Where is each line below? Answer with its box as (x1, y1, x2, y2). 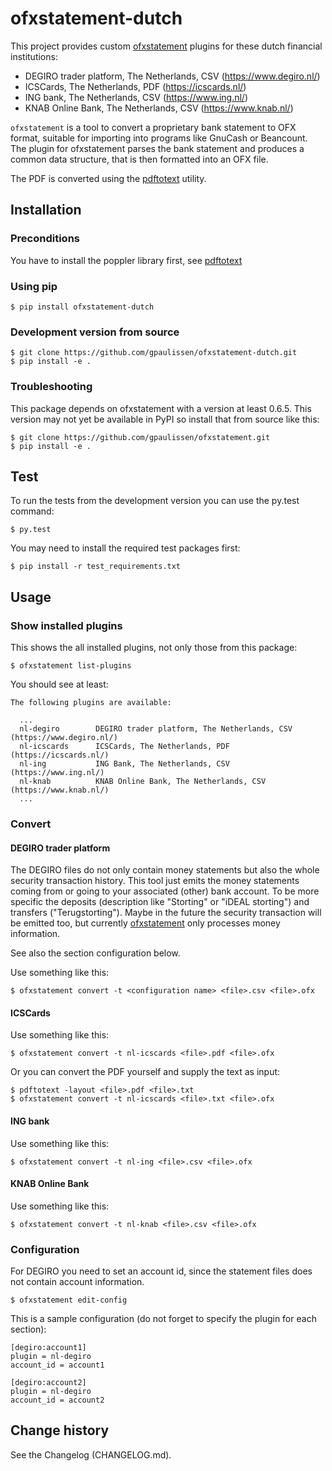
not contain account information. (10, 1276, 145, 1288)
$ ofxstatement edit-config (10, 1295, 128, 1306)
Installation (10, 202, 82, 219)
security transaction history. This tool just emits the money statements (10, 875, 300, 887)
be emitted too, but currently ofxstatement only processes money (10, 917, 281, 929)
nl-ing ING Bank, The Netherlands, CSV (19, 759, 230, 769)
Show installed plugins (10, 618, 123, 632)
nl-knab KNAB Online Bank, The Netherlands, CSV (19, 777, 267, 787)
